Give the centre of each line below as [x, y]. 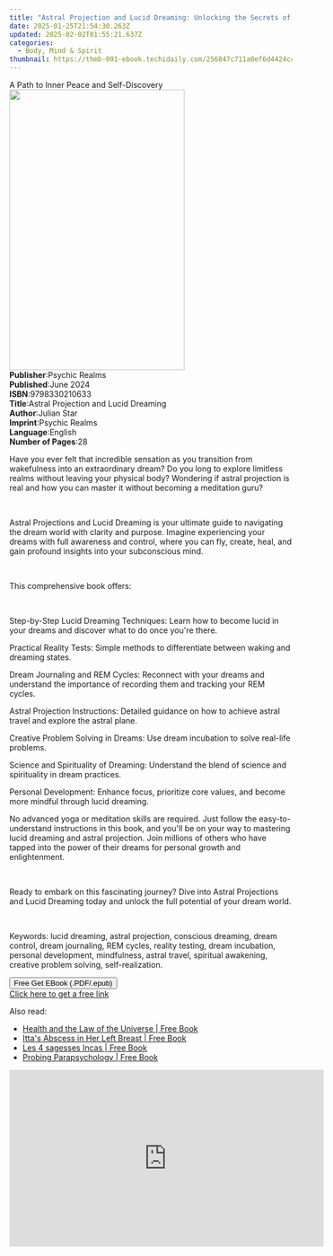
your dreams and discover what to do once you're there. [114, 630]
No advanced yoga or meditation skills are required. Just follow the [133, 819]
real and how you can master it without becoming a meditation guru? [136, 487]
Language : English [43, 432]
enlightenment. [37, 857]
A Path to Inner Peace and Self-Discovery [86, 85]
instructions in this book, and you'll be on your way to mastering [172, 828]
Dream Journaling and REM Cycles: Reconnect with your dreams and [137, 675]
